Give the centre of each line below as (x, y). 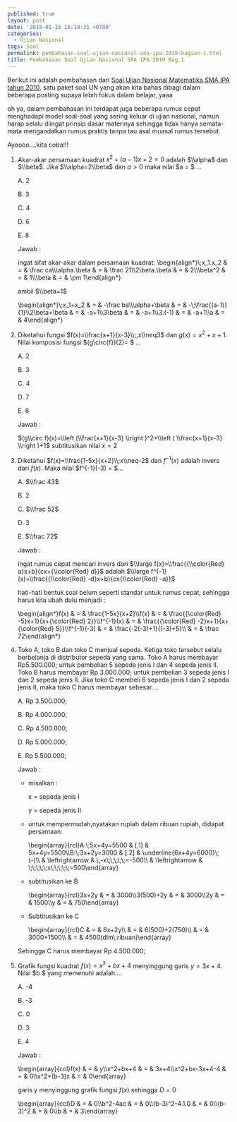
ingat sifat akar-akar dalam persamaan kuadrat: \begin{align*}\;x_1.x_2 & (122, 263)
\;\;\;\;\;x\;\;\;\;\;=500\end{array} (73, 867)
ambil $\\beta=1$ (42, 291)
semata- (212, 123)
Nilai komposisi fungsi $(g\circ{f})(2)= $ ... (79, 342)
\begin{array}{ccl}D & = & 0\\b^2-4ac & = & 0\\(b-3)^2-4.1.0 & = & (113, 1104)
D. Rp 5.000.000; (42, 742)
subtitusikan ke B (53, 881)
